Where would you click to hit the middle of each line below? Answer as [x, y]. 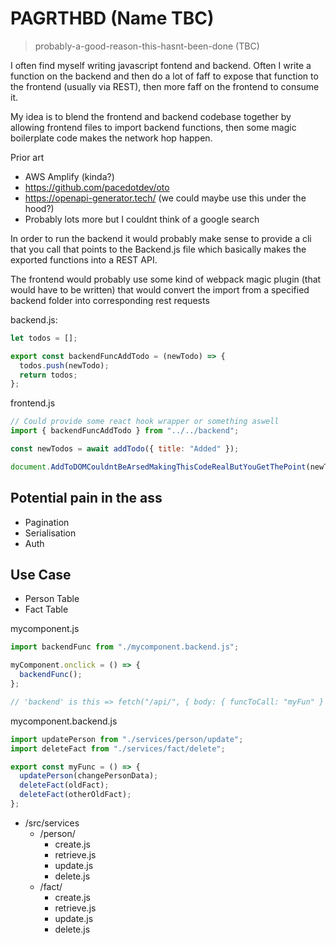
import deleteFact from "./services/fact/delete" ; [118, 748]
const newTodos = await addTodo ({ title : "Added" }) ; [125, 449]
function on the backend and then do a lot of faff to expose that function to [164, 76]
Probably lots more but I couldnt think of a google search [142, 219]
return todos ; [48, 375]
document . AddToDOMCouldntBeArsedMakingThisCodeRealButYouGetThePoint [158, 467]
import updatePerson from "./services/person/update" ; [127, 739]
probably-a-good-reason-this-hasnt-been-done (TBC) [147, 46]
